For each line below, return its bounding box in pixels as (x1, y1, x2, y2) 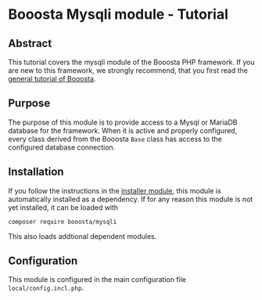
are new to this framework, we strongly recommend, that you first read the (8, 66, 248, 75)
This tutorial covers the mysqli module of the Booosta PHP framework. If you (8, 57, 256, 67)
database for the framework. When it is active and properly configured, (8, 125, 238, 135)
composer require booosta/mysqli (8, 218, 117, 226)
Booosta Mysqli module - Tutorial (8, 5, 228, 23)
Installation (8, 165, 64, 179)
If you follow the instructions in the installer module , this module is (8, 186, 221, 195)
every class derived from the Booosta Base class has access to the (8, 134, 223, 143)
